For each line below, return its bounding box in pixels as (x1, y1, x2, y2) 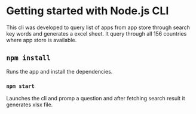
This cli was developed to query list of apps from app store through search (6, 24, 190, 31)
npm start (6, 83, 35, 90)
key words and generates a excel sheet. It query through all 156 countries (6, 30, 187, 37)
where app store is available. (6, 36, 77, 43)
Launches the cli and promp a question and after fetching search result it (6, 95, 185, 102)
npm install (6, 53, 51, 62)
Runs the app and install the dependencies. (6, 68, 113, 75)
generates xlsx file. (6, 101, 53, 108)
